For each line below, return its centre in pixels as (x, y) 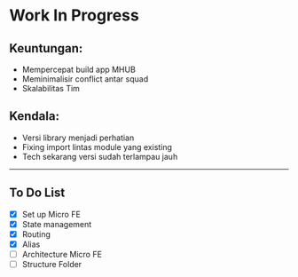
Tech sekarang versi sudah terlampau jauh (100, 156)
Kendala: (35, 116)
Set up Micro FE (51, 214)
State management (57, 224)
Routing (36, 234)
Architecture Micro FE (62, 254)
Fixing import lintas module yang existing (97, 146)
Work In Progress (74, 16)
